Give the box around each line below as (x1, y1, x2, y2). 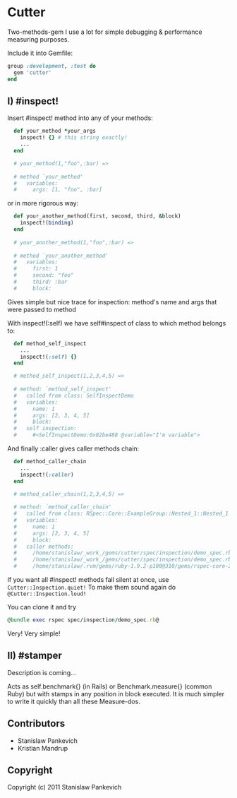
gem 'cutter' (13, 69, 52, 76)
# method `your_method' (13, 173, 83, 180)
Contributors (7, 717, 66, 729)
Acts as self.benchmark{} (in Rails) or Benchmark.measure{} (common (7, 682, 212, 691)
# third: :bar (13, 278, 68, 285)
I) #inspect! (7, 95, 59, 107)
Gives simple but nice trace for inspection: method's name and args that (7, 297, 217, 306)
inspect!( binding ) (20, 220, 74, 227)
